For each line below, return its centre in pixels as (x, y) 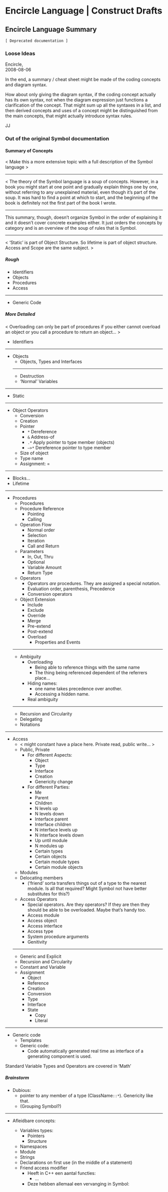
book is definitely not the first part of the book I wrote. (61, 203)
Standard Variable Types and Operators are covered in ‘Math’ (68, 1066)
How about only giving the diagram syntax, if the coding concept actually (80, 95)
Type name (31, 459)
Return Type (40, 573)
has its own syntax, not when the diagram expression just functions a (76, 100)
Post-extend (40, 631)
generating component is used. (59, 1056)
